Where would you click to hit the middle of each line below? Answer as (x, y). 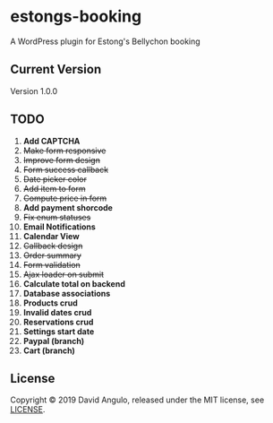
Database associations (67, 293)
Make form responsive (64, 151)
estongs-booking (76, 17)
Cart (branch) (49, 350)
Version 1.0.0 (34, 91)
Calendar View (51, 236)
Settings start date (59, 331)
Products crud (51, 303)
